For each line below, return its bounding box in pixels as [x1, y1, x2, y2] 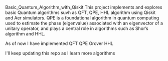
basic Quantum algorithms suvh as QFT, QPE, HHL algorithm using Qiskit [5, 9, 156, 15]
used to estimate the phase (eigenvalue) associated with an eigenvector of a [5, 20, 163, 26]
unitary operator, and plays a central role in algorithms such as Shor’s [5, 25, 149, 31]
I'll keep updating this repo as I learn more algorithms [5, 50, 115, 56]
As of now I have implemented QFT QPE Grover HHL [5, 40, 114, 46]
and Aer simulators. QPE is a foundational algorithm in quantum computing [5, 15, 159, 20]
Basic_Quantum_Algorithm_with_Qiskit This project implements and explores [5, 4, 162, 10]
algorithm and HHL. [5, 31, 46, 36]
